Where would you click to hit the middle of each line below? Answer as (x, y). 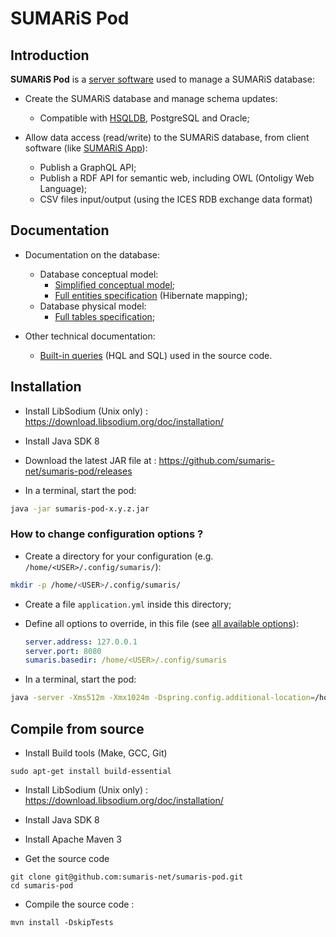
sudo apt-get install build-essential (91, 771)
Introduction (50, 55)
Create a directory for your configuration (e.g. (119, 556)
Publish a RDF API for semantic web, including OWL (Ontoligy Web (177, 178)
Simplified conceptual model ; (115, 284)
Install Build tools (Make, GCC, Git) (96, 753)
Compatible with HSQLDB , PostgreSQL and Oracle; (144, 118)
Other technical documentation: (90, 336)
